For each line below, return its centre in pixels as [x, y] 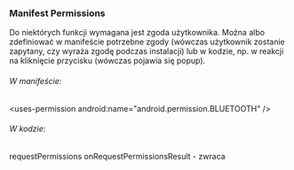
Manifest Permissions [57, 13]
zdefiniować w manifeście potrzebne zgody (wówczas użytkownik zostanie [147, 42]
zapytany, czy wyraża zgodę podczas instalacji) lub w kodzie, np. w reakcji [147, 51]
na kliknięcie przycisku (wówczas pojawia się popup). [107, 61]
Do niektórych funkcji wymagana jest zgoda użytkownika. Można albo [137, 33]
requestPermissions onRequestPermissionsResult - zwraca [117, 156]
